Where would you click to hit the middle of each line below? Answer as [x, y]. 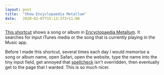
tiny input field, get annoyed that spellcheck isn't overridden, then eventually [82, 62]
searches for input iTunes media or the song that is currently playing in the [80, 37]
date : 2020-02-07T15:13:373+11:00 [42, 18]
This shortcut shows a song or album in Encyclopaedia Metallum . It [73, 32]
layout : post [18, 9]
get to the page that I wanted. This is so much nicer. [58, 67]
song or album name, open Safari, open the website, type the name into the [81, 57]
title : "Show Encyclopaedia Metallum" [46, 14]
